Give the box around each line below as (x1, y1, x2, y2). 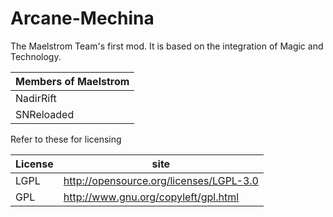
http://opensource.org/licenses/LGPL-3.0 (63, 173, 259, 187)
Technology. (10, 50, 62, 62)
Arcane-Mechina (10, 7, 155, 30)
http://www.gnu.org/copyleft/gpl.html (63, 190, 240, 204)
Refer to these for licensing (10, 133, 122, 145)
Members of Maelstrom (15, 74, 130, 88)
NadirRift (15, 91, 57, 105)
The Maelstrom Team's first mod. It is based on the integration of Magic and (10, 40, 324, 52)
